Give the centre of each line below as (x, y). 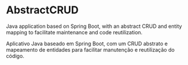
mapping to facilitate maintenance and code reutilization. (74, 32)
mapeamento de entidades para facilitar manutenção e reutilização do (90, 49)
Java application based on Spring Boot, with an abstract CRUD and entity (94, 26)
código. (15, 56)
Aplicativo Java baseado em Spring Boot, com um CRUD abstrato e (87, 44)
